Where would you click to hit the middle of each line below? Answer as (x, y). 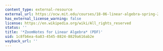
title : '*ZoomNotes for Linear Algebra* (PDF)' (54, 32)
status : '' (16, 28)
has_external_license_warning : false (43, 18)
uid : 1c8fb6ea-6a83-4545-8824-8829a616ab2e (50, 37)
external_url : (19, 14)
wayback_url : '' (21, 41)
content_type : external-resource (39, 9)
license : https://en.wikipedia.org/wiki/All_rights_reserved (68, 23)
